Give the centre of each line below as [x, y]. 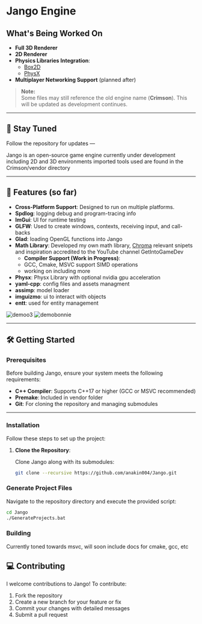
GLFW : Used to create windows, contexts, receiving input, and [92, 226]
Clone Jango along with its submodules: [65, 461]
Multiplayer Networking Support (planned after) [75, 80]
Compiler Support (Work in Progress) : [72, 258]
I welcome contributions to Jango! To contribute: [66, 584]
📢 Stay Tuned [32, 129]
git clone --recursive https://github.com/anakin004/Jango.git [96, 473]
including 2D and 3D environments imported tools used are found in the [95, 161]
